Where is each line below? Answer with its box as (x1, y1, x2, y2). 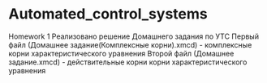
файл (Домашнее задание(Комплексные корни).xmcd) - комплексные (8, 39, 252, 49)
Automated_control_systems (8, 5, 209, 23)
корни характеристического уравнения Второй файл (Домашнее (8, 48, 235, 58)
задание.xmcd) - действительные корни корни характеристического (8, 57, 248, 67)
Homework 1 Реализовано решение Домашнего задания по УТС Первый (8, 31, 260, 41)
